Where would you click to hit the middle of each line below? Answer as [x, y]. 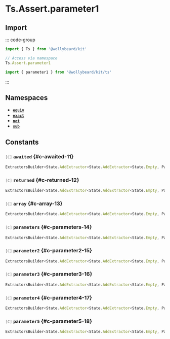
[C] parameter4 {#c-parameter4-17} [49, 297]
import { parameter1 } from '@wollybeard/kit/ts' [59, 72]
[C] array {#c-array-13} [34, 204]
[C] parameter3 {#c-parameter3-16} [49, 274]
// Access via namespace [31, 58]
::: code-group [20, 40]
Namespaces [27, 98]
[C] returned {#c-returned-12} [42, 180]
